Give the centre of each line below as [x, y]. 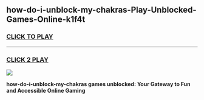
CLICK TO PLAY [30, 37]
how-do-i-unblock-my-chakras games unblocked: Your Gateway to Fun [99, 84]
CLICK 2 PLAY [27, 59]
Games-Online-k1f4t [46, 20]
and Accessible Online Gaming [46, 90]
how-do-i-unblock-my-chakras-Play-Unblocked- [101, 10]
